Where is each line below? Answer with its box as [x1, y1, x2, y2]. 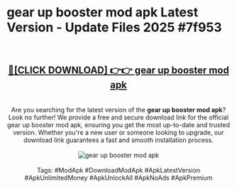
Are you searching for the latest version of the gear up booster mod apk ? [11, 105, 226, 114]
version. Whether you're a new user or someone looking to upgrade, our [13, 128, 224, 136]
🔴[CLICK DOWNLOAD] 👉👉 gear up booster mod [7, 65, 230, 77]
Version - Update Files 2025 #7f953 [6, 19, 222, 36]
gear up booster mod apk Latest [6, 4, 199, 21]
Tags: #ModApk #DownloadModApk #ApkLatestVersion [37, 166, 200, 174]
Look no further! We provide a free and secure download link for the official [9, 113, 228, 121]
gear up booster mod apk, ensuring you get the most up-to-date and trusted [6, 120, 231, 129]
